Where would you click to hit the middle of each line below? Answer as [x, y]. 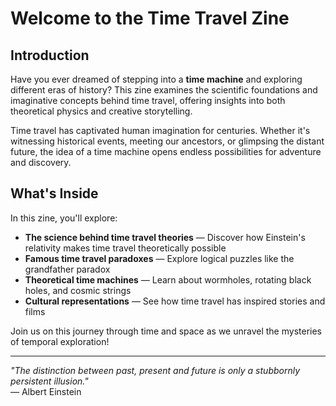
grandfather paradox [67, 269]
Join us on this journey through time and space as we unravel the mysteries [166, 331]
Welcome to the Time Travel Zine [150, 18]
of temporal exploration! [60, 341]
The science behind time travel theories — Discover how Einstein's [165, 237]
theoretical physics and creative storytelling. [101, 111]
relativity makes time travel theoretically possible [125, 248]
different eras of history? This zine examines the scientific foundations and [164, 90]
